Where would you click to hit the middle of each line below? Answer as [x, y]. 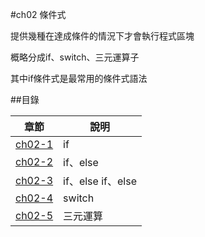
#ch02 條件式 [38, 14]
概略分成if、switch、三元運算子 [75, 57]
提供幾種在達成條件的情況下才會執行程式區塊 [102, 36]
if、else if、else [100, 181]
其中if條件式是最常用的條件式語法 [79, 78]
